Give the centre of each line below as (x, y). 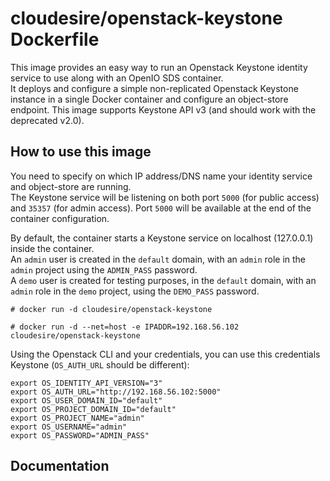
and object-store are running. (71, 186)
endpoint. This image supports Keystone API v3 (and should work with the (163, 109)
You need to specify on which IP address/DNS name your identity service (161, 176)
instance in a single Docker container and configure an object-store (149, 99)
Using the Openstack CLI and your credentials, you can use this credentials (165, 354)
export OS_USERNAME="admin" (69, 427)
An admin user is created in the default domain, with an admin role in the (158, 259)
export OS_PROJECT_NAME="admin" (77, 418)
